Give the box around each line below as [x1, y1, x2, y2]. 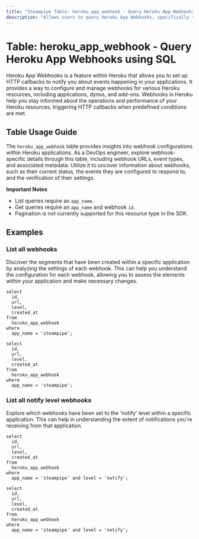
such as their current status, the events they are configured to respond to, [6, 168, 187, 175]
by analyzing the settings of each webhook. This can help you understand [6, 265, 187, 272]
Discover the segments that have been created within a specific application [6, 258, 190, 265]
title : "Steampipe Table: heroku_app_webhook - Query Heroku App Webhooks [6, 8, 195, 15]
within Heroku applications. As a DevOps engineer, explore [6, 149, 150, 156]
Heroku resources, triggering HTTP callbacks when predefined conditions [6, 103, 187, 110]
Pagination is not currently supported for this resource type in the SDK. [14, 210, 188, 217]
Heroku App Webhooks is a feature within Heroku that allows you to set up [6, 72, 188, 79]
